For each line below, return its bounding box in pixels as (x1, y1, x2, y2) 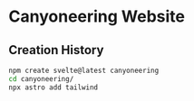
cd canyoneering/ (8, 74, 74, 83)
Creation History (8, 42, 104, 58)
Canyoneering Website (8, 6, 186, 27)
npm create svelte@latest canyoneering (8, 66, 160, 75)
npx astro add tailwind (8, 83, 99, 92)
